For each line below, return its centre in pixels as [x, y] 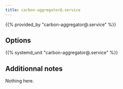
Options [18, 40]
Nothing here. [20, 81]
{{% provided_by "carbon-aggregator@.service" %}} [61, 24]
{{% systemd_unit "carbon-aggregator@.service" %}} [62, 53]
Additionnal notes [34, 68]
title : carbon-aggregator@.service [43, 10]
